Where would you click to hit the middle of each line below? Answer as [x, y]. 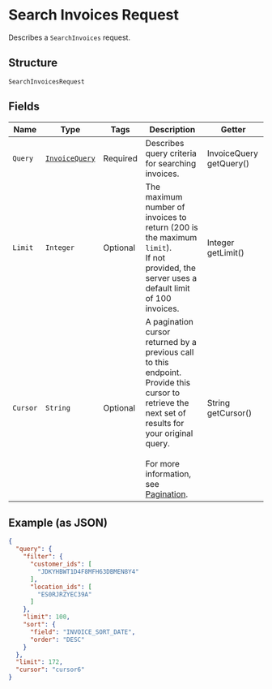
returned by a [171, 342]
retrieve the [167, 403]
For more [163, 463]
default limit [168, 288]
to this [157, 362]
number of [165, 207]
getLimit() [225, 252]
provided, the [170, 268]
